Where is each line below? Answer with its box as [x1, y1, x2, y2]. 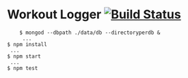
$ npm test [7, 64, 38, 71]
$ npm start [7, 53, 41, 60]
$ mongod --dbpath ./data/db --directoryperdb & [19, 29, 161, 36]
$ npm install [7, 41, 48, 47]
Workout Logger [7, 7, 102, 22]
